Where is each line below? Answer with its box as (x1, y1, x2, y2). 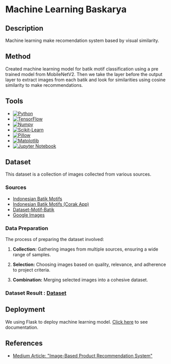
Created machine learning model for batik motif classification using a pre (5, 65, 159, 72)
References (5, 339, 43, 348)
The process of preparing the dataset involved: (5, 236, 104, 242)
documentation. (5, 324, 39, 330)
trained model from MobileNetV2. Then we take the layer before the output (5, 71, 163, 77)
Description (5, 24, 43, 33)
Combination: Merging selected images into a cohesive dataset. (12, 277, 148, 283)
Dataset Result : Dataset (5, 289, 66, 297)
